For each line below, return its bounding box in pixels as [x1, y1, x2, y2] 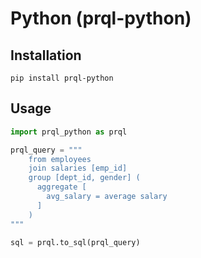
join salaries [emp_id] [28, 163, 128, 174]
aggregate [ [36, 182, 87, 192]
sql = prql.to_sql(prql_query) [10, 237, 141, 247]
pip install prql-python [10, 73, 114, 83]
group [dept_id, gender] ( [28, 173, 141, 183]
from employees [28, 154, 92, 164]
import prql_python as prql [10, 127, 128, 137]
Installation [10, 47, 82, 64]
